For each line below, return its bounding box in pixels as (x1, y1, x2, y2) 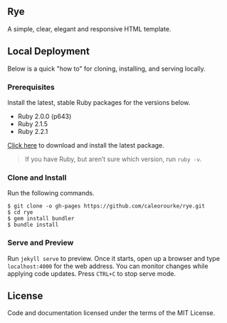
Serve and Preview (7, 238, 74, 248)
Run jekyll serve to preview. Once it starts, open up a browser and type (7, 254, 221, 262)
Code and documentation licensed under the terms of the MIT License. (7, 309, 216, 317)
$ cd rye (7, 209, 33, 216)
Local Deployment (7, 46, 90, 58)
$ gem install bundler (7, 215, 75, 222)
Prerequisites (7, 82, 55, 92)
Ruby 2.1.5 (17, 119, 48, 128)
